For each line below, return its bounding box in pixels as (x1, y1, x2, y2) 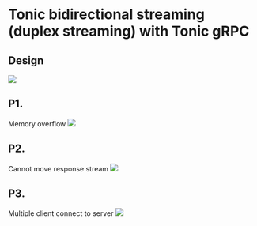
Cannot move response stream (8, 164, 109, 173)
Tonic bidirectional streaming (8, 6, 206, 24)
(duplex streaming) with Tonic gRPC (8, 22, 250, 40)
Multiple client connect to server (8, 209, 114, 218)
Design (8, 54, 44, 67)
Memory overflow (8, 119, 66, 128)
